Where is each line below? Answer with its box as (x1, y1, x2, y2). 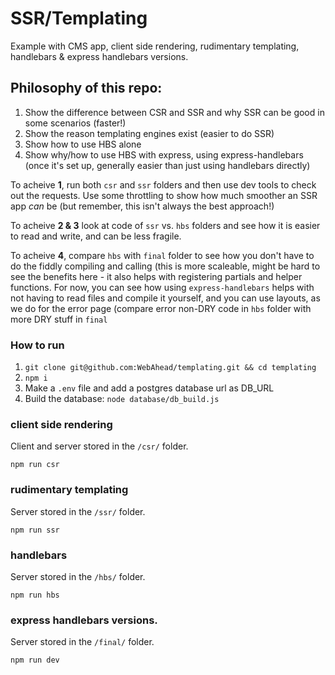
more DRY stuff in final (10, 313, 108, 325)
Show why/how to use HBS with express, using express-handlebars (24, 148, 304, 161)
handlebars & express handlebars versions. (10, 50, 189, 62)
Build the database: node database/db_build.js (24, 393, 220, 405)
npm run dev (10, 655, 60, 666)
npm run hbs (10, 590, 60, 600)
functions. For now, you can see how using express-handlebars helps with (10, 281, 315, 293)
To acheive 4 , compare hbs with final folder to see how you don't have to (10, 249, 315, 261)
